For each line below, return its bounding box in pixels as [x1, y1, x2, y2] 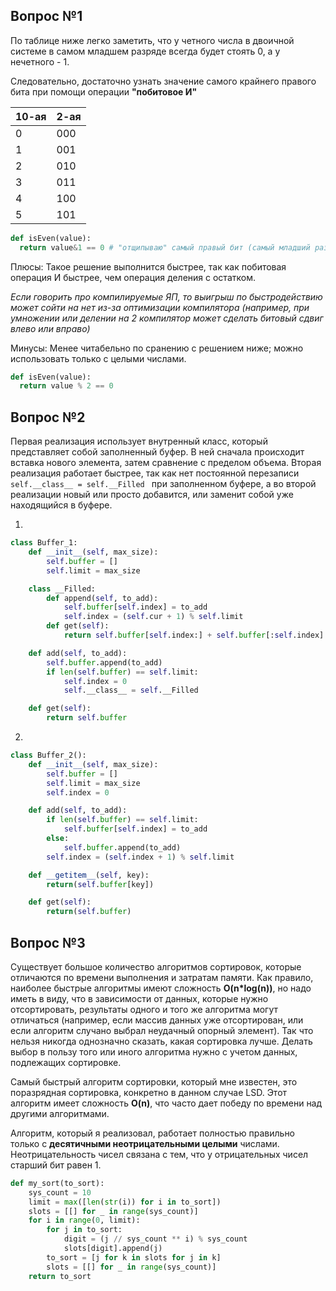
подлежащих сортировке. [10, 1056, 122, 1068]
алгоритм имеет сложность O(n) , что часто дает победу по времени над [10, 1097, 323, 1109]
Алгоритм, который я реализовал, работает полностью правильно [10, 1127, 296, 1139]
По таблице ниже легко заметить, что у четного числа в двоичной [10, 34, 295, 46]
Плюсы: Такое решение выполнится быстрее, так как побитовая [10, 260, 287, 273]
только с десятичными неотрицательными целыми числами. [10, 1137, 280, 1149]
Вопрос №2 [10, 409, 86, 426]
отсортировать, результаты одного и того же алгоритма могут [10, 1003, 278, 1015]
